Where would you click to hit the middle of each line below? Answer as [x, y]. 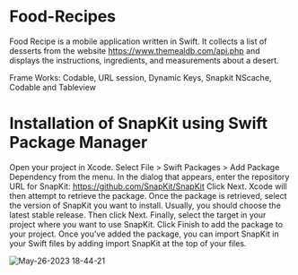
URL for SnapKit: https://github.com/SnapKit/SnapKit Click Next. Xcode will [148, 186]
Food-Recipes [63, 17]
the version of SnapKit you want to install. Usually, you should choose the [145, 205]
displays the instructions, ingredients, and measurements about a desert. [145, 60]
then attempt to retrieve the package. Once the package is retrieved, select [148, 195]
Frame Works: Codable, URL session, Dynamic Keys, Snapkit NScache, [140, 77]
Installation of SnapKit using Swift [139, 124]
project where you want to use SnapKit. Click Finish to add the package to [146, 224]
